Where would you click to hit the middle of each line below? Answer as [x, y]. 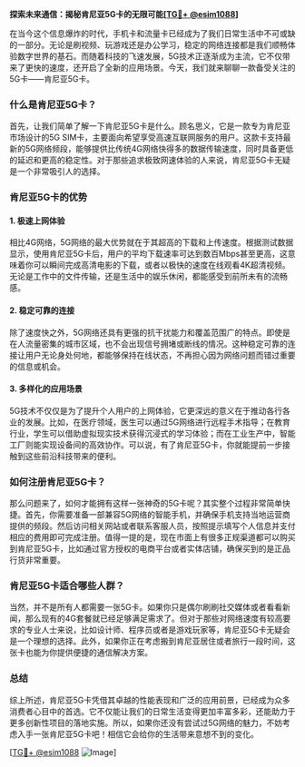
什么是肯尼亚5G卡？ [53, 104]
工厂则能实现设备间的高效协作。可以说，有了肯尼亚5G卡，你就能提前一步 [146, 445]
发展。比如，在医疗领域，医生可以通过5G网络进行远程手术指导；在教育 [157, 422]
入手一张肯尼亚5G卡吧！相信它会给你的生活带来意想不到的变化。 [138, 733]
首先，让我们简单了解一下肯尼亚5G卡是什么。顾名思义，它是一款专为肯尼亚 [150, 126]
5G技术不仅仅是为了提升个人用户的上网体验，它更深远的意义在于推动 [138, 410]
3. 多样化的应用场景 [46, 388]
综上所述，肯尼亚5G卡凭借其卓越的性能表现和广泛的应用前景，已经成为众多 [150, 700]
